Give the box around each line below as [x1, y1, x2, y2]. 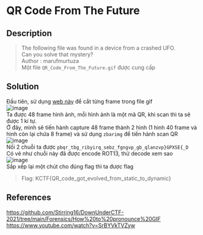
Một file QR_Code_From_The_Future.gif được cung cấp [21, 64, 156, 71]
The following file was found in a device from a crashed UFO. [21, 44, 175, 51]
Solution [6, 81, 39, 92]
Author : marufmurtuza [21, 58, 79, 64]
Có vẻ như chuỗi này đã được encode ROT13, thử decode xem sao [6, 149, 173, 157]
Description [6, 28, 52, 39]
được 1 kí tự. [6, 117, 37, 124]
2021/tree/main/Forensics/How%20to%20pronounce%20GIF [6, 215, 161, 222]
